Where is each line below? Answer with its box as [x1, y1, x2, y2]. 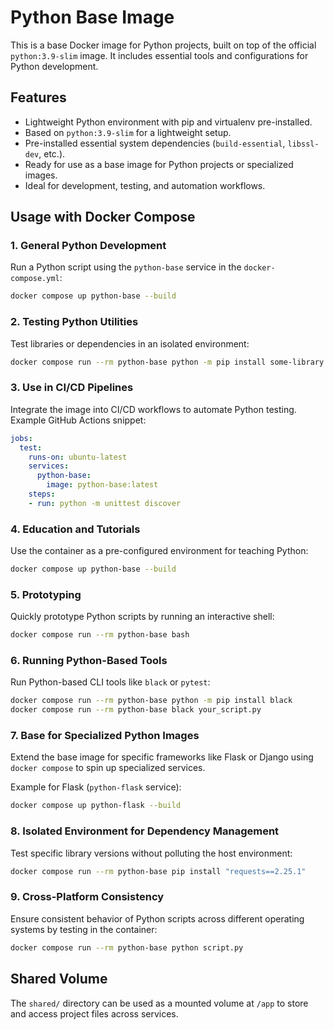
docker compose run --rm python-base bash [10, 630, 190, 640]
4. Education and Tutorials [10, 522, 141, 536]
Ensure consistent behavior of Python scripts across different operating [10, 912, 305, 925]
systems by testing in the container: [10, 923, 158, 935]
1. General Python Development [10, 239, 167, 253]
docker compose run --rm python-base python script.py [10, 942, 244, 953]
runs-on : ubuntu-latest [28, 452, 128, 462]
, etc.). [38, 147, 66, 160]
